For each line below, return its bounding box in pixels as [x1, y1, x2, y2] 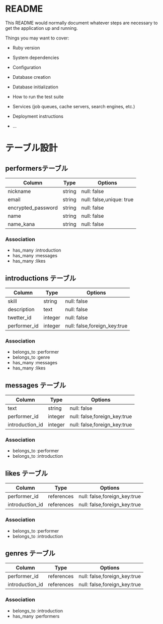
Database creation [12, 74, 51, 80]
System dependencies [12, 54, 59, 61]
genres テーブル [5, 549, 55, 557]
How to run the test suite [12, 93, 64, 100]
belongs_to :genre [12, 354, 50, 360]
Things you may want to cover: [5, 35, 69, 41]
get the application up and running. [5, 25, 78, 31]
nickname [8, 187, 31, 195]
